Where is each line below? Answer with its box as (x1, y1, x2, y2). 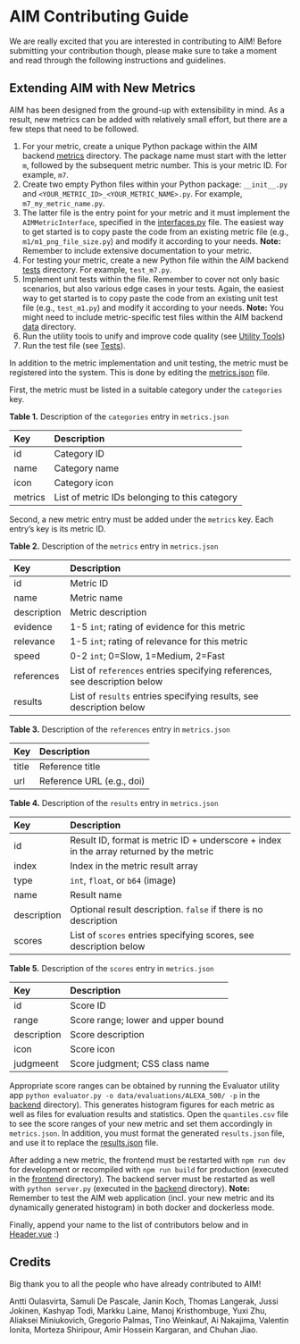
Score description (70, 1028, 145, 1040)
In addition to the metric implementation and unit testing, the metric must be (9, 357, 288, 368)
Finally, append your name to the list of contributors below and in (9, 1219, 249, 1230)
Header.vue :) (9, 1229, 60, 1239)
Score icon (70, 1043, 116, 1055)
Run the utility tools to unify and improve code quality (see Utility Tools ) (21, 331, 286, 341)
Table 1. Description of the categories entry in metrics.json (9, 411, 229, 422)
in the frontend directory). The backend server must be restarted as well (9, 1173, 275, 1184)
